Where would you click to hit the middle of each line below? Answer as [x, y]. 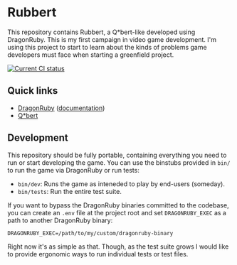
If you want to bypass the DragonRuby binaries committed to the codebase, [118, 205]
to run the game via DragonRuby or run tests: [74, 170]
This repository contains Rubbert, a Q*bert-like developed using [101, 32]
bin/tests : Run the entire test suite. [70, 191]
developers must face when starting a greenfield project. [91, 55]
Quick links [33, 91]
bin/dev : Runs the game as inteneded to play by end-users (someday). [121, 184]
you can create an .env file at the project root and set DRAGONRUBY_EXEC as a [117, 212]
